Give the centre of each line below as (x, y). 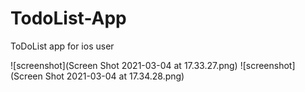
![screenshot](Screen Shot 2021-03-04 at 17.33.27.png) (124, 65)
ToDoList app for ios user (62, 46)
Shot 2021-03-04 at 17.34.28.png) (114, 76)
